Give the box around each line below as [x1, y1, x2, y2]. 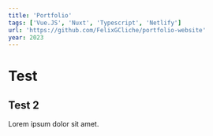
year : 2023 [8, 33, 44, 42]
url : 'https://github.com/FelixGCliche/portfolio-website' [8, 26, 207, 34]
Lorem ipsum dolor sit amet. [8, 119, 99, 129]
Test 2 [8, 98, 39, 112]
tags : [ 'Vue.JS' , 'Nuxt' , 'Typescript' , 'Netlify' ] [8, 19, 181, 27]
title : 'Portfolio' [8, 11, 73, 20]
